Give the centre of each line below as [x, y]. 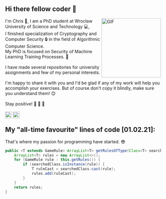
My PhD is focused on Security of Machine [49, 51]
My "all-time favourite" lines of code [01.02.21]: [80, 130]
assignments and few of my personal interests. [53, 72]
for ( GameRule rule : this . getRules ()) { [57, 160]
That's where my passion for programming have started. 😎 [65, 141]
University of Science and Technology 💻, [47, 26]
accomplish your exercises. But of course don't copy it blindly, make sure [80, 88]
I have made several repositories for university [52, 67]
